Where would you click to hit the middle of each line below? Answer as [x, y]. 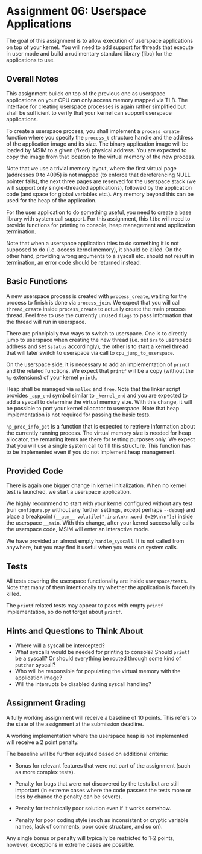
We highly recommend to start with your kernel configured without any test [99, 503]
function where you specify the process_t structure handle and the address [100, 137]
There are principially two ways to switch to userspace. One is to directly [97, 333]
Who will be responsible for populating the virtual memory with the [98, 671]
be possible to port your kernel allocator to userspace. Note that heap [93, 408]
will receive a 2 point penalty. [43, 742]
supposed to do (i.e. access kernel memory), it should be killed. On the [94, 250]
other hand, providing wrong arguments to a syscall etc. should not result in [100, 256]
